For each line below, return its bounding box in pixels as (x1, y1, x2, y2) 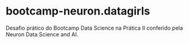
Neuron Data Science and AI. (5, 30, 79, 38)
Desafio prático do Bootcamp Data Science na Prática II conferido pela (5, 24, 184, 31)
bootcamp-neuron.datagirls (5, 4, 151, 18)
